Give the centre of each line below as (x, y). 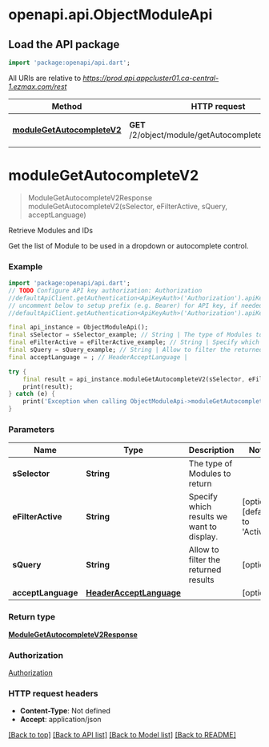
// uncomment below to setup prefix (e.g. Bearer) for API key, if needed (136, 305)
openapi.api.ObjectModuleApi (110, 15)
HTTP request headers (53, 693)
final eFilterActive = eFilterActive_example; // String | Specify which (134, 342)
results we (208, 517)
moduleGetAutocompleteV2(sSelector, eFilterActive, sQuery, (128, 206)
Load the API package (64, 44)
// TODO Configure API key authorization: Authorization (105, 290)
